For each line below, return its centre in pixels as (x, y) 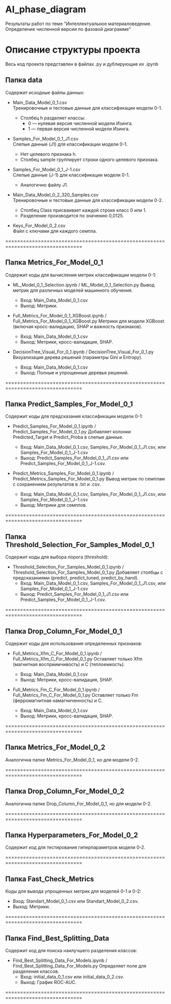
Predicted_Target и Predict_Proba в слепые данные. (68, 437)
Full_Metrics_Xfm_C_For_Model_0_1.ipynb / (57, 653)
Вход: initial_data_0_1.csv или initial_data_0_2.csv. (72, 977)
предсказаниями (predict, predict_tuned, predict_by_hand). (76, 578)
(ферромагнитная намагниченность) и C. (58, 700)
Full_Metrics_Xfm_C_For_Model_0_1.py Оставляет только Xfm (78, 659)
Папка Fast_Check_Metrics (50, 879)
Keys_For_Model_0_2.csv (39, 225)
